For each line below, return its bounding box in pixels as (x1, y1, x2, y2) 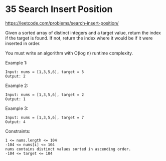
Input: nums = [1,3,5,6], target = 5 (5, 69, 84, 74)
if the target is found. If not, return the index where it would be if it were (5, 35, 153, 41)
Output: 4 (5, 119, 26, 124)
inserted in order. (5, 40, 41, 46)
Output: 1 (5, 96, 26, 101)
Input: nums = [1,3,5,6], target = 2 (5, 92, 84, 97)
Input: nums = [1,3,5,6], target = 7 (5, 115, 84, 120)
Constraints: (5, 128, 31, 134)
